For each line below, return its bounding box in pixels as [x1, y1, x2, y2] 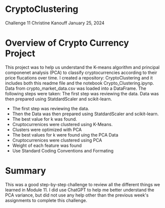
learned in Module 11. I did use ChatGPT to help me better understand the [5, 187, 155, 193]
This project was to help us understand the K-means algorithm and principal [5, 64, 160, 70]
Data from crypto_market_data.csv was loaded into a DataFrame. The [5, 85, 147, 91]
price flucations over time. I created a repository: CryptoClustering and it [5, 74, 153, 80]
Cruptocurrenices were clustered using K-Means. [12, 121, 113, 127]
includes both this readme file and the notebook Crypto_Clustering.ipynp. [5, 80, 154, 86]
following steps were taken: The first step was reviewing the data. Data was [5, 90, 159, 96]
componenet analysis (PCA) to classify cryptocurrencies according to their [5, 69, 157, 75]
